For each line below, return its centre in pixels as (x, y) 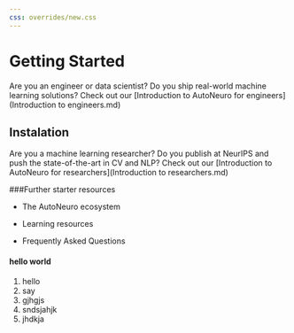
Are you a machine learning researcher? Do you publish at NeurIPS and (139, 154)
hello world (30, 261)
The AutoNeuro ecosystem (71, 207)
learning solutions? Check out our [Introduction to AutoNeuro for (127, 95)
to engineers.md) (89, 105)
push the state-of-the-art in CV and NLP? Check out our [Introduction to (141, 163)
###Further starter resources (62, 190)
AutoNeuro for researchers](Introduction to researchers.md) (119, 173)
